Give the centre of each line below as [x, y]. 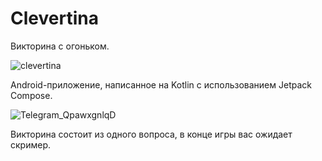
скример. [30, 144]
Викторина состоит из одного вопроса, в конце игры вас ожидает [151, 134]
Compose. [31, 95]
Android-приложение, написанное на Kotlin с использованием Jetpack [161, 84]
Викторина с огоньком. [60, 46]
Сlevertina [54, 18]
